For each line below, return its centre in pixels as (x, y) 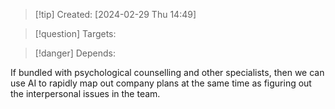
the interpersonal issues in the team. (85, 93)
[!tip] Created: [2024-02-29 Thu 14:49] (115, 14)
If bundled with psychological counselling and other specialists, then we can (167, 72)
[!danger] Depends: (75, 53)
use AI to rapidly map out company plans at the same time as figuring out (161, 83)
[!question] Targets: (75, 33)
